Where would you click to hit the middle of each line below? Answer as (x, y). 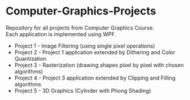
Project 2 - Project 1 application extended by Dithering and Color (95, 52)
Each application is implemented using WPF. (61, 34)
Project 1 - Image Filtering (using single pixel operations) (85, 46)
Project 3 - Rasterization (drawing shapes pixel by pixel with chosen (99, 65)
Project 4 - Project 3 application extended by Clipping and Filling (95, 78)
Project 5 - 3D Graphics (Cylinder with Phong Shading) (83, 90)
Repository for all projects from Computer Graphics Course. (80, 28)
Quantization (30, 58)
